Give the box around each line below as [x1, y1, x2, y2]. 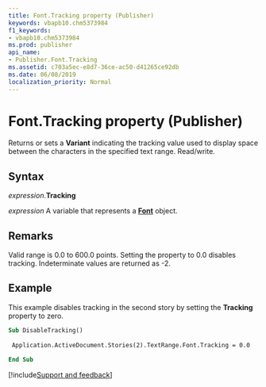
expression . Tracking [8, 191, 76, 201]
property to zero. [8, 311, 64, 320]
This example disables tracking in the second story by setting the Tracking [8, 302, 253, 312]
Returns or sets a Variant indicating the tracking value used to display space [8, 138, 259, 148]
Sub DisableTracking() [8, 326, 83, 334]
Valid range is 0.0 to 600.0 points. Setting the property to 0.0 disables [8, 251, 237, 260]
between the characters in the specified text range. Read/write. [8, 147, 216, 156]
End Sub [8, 356, 34, 364]
